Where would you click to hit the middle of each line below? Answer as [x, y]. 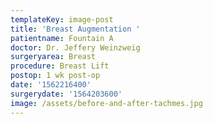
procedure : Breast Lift [60, 66]
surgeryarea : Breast [53, 57]
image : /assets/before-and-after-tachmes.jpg [106, 103]
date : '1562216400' [51, 85]
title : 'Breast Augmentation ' [75, 29]
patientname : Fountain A [62, 38]
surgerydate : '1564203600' [66, 94]
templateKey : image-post [62, 19]
